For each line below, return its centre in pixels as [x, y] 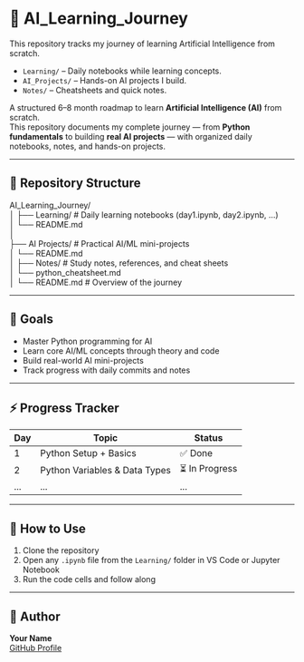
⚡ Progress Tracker [64, 408]
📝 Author [35, 616]
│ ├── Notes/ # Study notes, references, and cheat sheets [119, 263]
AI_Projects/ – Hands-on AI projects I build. [104, 80]
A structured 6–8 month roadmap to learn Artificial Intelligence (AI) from [146, 107]
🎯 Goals [32, 320]
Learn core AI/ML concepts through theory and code [121, 350]
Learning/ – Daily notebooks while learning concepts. [122, 71]
